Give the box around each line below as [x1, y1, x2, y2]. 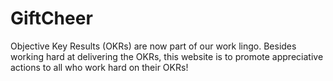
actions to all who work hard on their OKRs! [10, 61, 189, 73]
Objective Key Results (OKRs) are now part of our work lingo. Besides [10, 40, 297, 52]
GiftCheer [10, 7, 93, 30]
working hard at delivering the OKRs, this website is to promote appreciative [10, 50, 324, 62]
